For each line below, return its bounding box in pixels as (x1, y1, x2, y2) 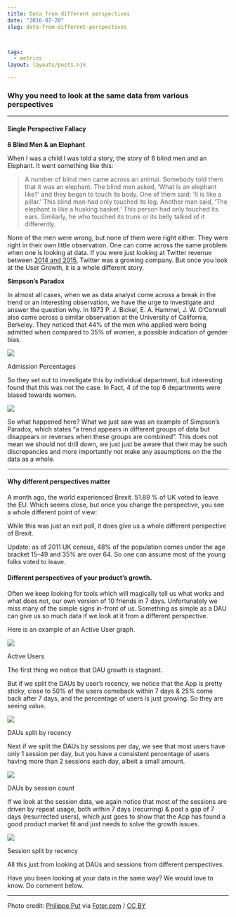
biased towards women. (7, 391, 77, 399)
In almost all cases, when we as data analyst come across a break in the (7, 290, 216, 299)
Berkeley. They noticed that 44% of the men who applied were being (7, 320, 207, 329)
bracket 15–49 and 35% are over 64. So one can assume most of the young (7, 549, 226, 559)
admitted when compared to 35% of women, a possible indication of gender (7, 327, 228, 336)
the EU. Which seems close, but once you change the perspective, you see (7, 500, 225, 509)
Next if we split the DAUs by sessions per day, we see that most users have (7, 742, 225, 750)
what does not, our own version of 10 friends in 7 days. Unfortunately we (7, 597, 218, 605)
